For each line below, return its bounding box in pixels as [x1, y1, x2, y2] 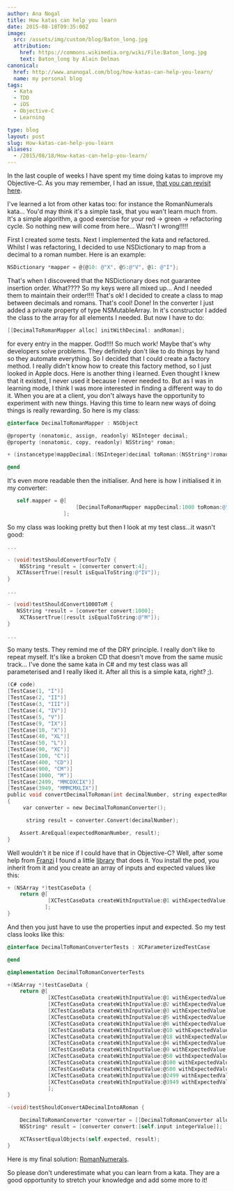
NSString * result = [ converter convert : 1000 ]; [16, 607, 155, 614]
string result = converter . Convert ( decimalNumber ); [25, 817, 179, 824]
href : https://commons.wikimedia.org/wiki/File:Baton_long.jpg [19, 49, 208, 56]
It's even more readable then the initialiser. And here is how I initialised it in [7, 477, 221, 485]
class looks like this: [7, 930, 65, 938]
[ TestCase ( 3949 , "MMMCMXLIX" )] [7, 785, 98, 792]
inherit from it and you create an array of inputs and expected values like [7, 863, 216, 872]
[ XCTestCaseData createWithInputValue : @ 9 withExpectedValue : [47, 1046, 229, 1053]
